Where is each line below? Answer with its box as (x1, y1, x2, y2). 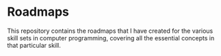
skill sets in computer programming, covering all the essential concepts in (7, 33, 215, 42)
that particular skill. (7, 41, 62, 49)
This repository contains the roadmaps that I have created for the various (7, 27, 213, 35)
